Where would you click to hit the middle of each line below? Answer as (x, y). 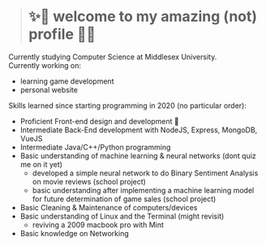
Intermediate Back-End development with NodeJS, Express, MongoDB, (139, 130)
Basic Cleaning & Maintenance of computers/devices (109, 207)
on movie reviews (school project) (89, 181)
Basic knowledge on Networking (75, 233)
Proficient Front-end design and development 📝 (100, 121)
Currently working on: (45, 65)
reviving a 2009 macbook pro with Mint (98, 224)
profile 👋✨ (62, 35)
